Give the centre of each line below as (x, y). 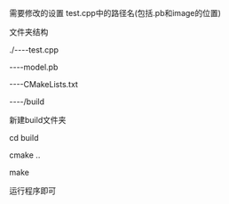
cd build (24, 138)
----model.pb (34, 67)
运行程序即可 (32, 191)
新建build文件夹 (38, 120)
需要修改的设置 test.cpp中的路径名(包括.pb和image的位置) (115, 13)
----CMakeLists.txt (43, 84)
